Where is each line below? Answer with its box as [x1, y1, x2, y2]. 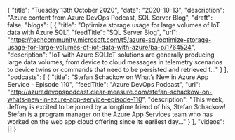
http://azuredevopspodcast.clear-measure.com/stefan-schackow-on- [10, 87, 213, 96]
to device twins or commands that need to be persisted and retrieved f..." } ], [7, 66, 229, 73]
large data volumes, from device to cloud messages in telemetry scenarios [7, 58, 223, 66]
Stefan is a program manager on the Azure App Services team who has [7, 110, 213, 118]
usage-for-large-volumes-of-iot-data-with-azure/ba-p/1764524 [7, 43, 192, 51]
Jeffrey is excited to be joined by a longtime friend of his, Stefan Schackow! [7, 103, 226, 111]
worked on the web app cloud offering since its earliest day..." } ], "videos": [7, 118, 225, 125]
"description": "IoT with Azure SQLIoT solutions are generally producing [7, 50, 215, 59]
